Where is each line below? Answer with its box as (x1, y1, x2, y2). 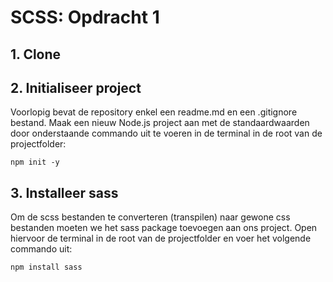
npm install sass (10, 262, 83, 273)
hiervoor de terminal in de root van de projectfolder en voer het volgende (10, 232, 312, 245)
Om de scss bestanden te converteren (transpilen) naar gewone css (10, 211, 291, 223)
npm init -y (10, 157, 60, 168)
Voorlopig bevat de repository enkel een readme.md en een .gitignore (10, 106, 298, 118)
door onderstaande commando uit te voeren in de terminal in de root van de (10, 127, 323, 140)
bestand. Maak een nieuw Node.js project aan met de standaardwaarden (10, 117, 310, 129)
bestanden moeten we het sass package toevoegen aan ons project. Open (10, 222, 318, 234)
